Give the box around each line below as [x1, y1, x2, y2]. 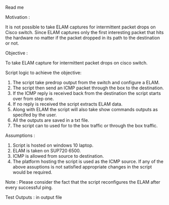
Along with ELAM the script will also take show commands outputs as [12, 107, 158, 112]
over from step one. [12, 96, 54, 101]
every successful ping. [5, 185, 53, 190]
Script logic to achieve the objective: [5, 70, 82, 76]
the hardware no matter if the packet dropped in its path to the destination [5, 35, 160, 41]
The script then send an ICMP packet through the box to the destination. [12, 85, 164, 91]
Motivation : [5, 14, 30, 20]
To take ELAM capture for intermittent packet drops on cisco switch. [5, 60, 148, 65]
